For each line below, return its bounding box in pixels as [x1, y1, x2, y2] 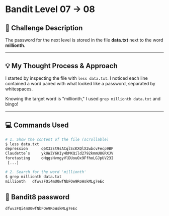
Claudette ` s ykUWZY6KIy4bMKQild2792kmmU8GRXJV [5, 151, 114, 156]
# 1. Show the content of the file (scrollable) [5, 137, 109, 142]
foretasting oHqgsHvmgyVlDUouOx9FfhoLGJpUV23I [5, 155, 114, 161]
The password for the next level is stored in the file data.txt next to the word [5, 37, 163, 43]
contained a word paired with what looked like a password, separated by [5, 80, 156, 86]
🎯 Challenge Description [5, 24, 83, 32]
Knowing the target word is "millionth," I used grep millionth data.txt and [5, 95, 161, 101]
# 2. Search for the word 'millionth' [5, 169, 87, 175]
